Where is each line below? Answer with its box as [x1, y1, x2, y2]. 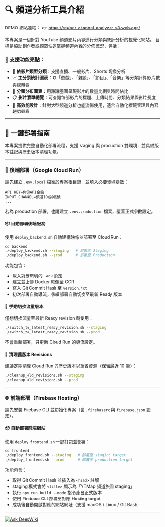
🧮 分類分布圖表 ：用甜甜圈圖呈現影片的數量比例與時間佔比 [12, 88, 129, 94]
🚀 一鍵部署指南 [5, 129, 50, 137]
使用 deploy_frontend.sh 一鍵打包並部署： [5, 438, 90, 444]
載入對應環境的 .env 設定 [12, 273, 63, 279]
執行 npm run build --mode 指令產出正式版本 [12, 490, 102, 496]
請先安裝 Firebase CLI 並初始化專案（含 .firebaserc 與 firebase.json [5, 407, 146, 413]
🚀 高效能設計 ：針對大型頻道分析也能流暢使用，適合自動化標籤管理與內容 [12, 102, 159, 108]
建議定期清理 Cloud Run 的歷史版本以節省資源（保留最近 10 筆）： [5, 363, 137, 369]
